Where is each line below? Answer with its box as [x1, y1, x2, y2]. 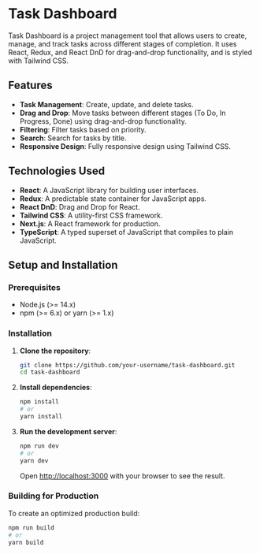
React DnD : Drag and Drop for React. [19, 202, 140, 211]
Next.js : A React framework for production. [19, 218, 161, 229]
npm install [19, 398, 59, 406]
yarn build [8, 538, 44, 546]
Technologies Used [8, 165, 105, 178]
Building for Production [8, 490, 99, 501]
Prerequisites [8, 281, 61, 292]
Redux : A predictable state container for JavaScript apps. [19, 194, 207, 203]
